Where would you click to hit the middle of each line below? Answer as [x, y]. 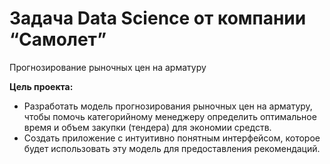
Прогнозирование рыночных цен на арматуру [108, 67]
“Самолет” [58, 39]
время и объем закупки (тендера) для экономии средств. [147, 127]
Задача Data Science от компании [158, 18]
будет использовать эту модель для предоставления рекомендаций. [172, 148]
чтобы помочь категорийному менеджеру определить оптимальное [170, 116]
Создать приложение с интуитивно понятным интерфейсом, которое [172, 138]
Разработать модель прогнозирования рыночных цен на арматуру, [168, 106]
